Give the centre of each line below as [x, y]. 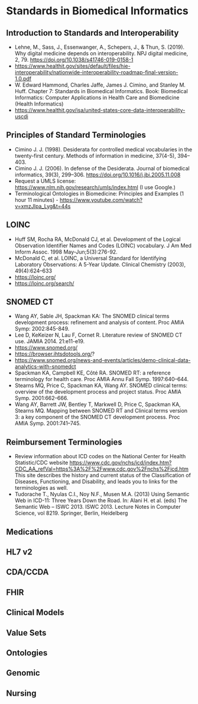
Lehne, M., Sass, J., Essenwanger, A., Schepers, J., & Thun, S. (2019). [100, 47]
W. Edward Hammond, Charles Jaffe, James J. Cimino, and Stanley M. [100, 85]
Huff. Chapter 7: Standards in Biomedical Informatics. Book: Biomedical [101, 91]
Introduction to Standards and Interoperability [92, 33]
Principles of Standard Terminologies [76, 135]
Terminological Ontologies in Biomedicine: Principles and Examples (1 [99, 194]
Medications [30, 532]
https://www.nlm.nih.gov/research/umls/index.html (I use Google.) [95, 187]
